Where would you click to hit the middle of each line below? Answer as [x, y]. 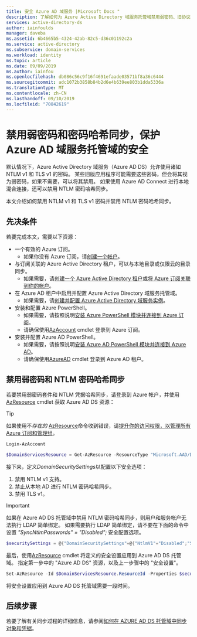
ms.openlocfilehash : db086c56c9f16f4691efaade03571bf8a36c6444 [85, 77]
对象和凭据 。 [21, 628]
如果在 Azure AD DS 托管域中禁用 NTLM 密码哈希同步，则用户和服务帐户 [94, 517]
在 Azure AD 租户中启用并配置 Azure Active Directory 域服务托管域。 [97, 293]
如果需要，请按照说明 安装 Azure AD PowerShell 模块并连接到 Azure [105, 345]
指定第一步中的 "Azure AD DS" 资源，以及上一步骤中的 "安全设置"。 [99, 563]
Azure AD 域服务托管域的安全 [77, 149]
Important [18, 505]
